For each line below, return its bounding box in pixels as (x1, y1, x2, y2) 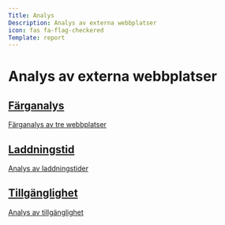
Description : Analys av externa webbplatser (8, 19, 157, 27)
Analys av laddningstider (8, 163, 89, 174)
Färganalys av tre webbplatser (8, 120, 107, 129)
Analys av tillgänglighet (8, 207, 84, 217)
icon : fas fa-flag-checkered (8, 26, 104, 34)
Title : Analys (8, 11, 55, 20)
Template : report (8, 33, 66, 42)
